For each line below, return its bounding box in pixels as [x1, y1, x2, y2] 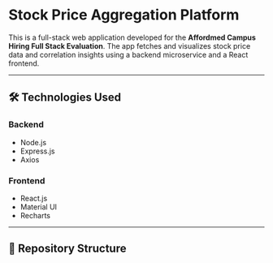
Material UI [19, 201, 58, 212]
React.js [19, 193, 48, 203]
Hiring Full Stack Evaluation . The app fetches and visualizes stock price [8, 41, 251, 50]
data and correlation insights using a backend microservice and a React [8, 50, 249, 59]
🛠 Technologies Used [8, 91, 122, 105]
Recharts [19, 210, 51, 220]
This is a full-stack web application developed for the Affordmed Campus [8, 32, 256, 42]
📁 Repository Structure [8, 242, 127, 256]
